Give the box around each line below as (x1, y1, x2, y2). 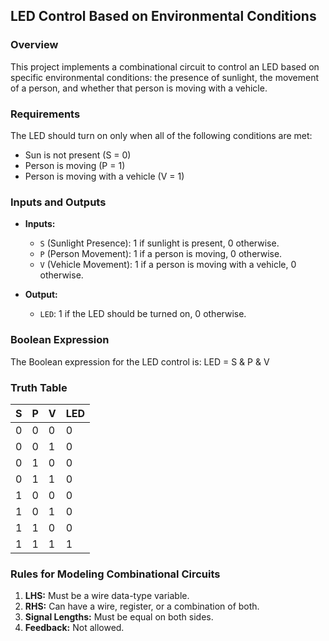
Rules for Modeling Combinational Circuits (10, 567, 221, 581)
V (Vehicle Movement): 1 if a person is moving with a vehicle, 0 (39, 259, 297, 271)
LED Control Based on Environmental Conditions (10, 8, 317, 25)
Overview (10, 38, 59, 52)
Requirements (10, 107, 81, 121)
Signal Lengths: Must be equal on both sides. (24, 611, 214, 623)
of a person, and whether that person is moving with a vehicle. (10, 82, 268, 94)
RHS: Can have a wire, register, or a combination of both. (24, 600, 260, 613)
